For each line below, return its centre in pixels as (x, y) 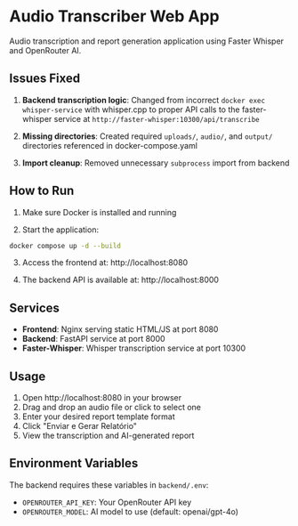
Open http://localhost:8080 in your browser (102, 398)
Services (35, 308)
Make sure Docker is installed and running (99, 212)
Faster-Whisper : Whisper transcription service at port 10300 (134, 348)
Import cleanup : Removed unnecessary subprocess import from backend (156, 163)
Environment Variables (74, 463)
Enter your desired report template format (98, 417)
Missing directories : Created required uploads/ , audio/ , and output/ (147, 136)
